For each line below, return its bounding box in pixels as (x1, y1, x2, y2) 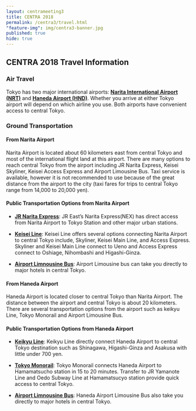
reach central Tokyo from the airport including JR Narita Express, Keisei (6, 162, 178, 169)
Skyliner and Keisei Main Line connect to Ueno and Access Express (14, 243, 177, 250)
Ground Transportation (6, 121, 73, 129)
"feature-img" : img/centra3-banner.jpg (6, 25, 104, 31)
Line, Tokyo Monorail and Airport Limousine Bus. (6, 311, 123, 319)
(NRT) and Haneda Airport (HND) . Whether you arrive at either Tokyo (6, 94, 174, 101)
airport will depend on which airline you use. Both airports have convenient (6, 101, 187, 108)
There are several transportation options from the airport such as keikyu (6, 306, 180, 313)
